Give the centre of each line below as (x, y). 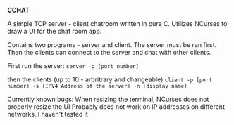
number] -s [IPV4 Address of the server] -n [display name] (98, 86)
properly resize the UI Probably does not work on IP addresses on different (116, 107)
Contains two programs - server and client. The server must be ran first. (112, 45)
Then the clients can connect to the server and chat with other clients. (109, 52)
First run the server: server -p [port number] (73, 66)
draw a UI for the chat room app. (55, 31)
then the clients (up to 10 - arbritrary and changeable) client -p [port (110, 79)
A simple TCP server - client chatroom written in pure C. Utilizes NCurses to (117, 24)
